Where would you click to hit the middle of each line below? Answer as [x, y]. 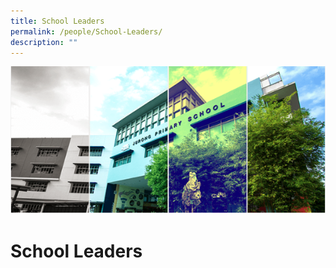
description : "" [44, 42]
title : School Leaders [57, 21]
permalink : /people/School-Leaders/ [86, 31]
